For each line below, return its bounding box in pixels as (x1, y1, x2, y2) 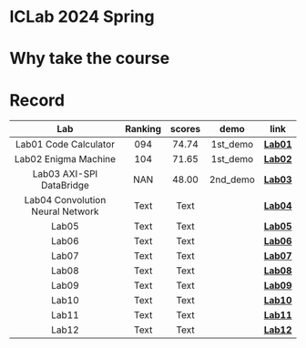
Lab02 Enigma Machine (14, 153, 117, 166)
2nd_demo (209, 173, 255, 186)
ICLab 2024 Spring (9, 6, 155, 27)
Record (9, 89, 66, 110)
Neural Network (31, 205, 99, 218)
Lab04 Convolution (24, 194, 107, 207)
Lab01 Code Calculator (15, 138, 116, 151)
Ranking (125, 123, 162, 136)
